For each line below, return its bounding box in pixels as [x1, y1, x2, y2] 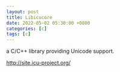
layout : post [6, 8, 39, 15]
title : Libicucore [6, 14, 52, 20]
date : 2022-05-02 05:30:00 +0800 [6, 20, 90, 26]
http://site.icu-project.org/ [6, 59, 71, 67]
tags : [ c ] [6, 31, 31, 37]
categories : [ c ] [6, 25, 47, 32]
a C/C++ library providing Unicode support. [6, 47, 115, 55]
